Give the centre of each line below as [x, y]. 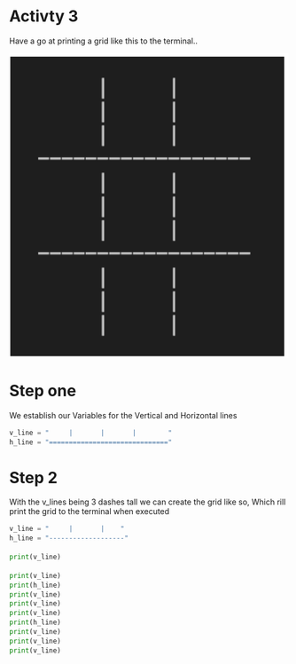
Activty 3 [44, 16]
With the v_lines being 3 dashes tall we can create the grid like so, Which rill [148, 502]
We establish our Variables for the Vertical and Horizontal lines [123, 415]
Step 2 [33, 477]
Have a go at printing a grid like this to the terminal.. [103, 41]
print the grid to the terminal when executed [90, 512]
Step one [43, 391]
